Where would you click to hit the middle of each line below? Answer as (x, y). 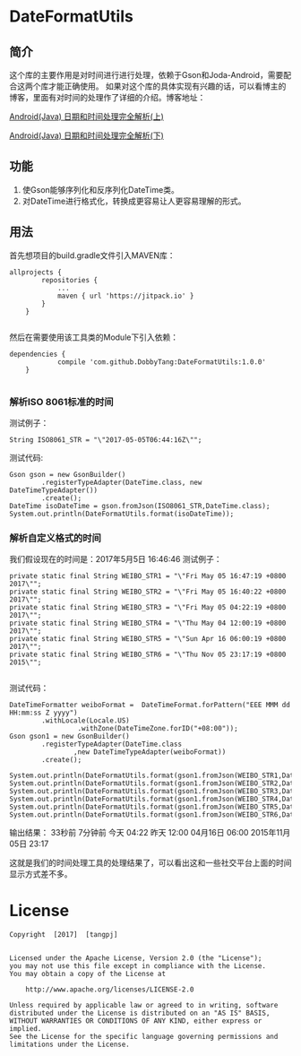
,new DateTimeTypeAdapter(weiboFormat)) (150, 752)
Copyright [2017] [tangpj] (64, 935)
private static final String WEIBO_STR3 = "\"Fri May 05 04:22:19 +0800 (148, 608)
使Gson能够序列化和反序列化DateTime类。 (100, 189)
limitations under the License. (69, 1045)
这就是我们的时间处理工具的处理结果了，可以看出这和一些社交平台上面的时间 (150, 863)
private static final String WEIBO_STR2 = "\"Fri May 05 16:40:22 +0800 (148, 592)
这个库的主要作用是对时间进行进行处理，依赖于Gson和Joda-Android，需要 (146, 75)
